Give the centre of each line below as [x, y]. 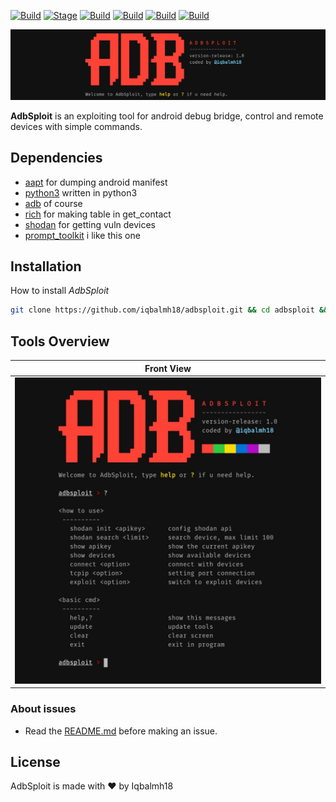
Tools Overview [60, 341]
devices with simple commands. [76, 126]
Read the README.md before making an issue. [121, 731]
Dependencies [56, 158]
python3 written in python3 [81, 192]
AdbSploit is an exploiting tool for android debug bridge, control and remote [167, 116]
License [35, 761]
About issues [43, 709]
